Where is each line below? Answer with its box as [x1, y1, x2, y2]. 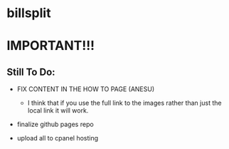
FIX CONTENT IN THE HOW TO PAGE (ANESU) [16, 85, 155, 93]
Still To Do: [6, 66, 55, 78]
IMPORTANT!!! [6, 38, 95, 54]
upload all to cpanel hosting [16, 134, 99, 143]
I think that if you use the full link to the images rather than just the [27, 98, 222, 108]
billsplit [6, 5, 51, 21]
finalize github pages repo [16, 120, 94, 129]
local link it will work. [27, 106, 89, 115]
